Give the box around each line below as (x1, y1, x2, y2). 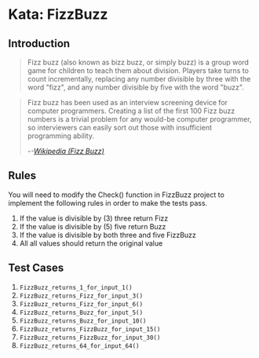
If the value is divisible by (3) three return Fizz (19, 214, 169, 223)
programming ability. (27, 131, 94, 141)
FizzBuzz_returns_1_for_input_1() (19, 283, 133, 291)
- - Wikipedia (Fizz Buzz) (27, 147, 104, 155)
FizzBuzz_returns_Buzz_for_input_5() (19, 309, 144, 316)
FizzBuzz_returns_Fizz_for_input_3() (19, 292, 144, 300)
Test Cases (8, 261, 64, 275)
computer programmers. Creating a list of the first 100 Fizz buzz (27, 106, 235, 115)
